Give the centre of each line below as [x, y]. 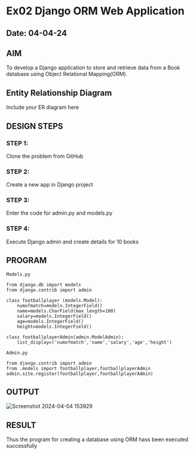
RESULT [21, 425]
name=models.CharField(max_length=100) [67, 311]
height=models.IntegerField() [55, 326]
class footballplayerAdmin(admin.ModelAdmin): [65, 337]
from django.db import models [44, 285]
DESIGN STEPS [35, 126]
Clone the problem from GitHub [45, 156]
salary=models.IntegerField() [55, 316]
